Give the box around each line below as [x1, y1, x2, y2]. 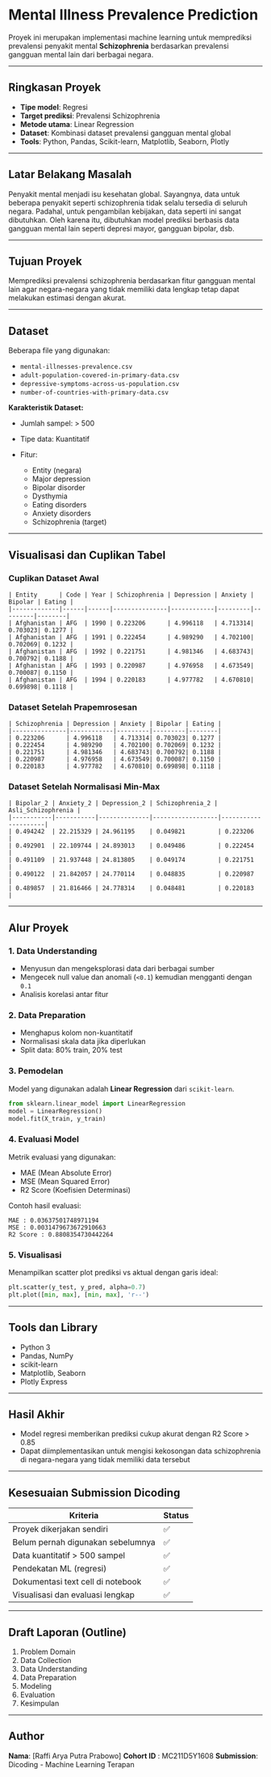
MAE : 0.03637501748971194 [8, 1216, 99, 1224]
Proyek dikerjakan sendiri [12, 1524, 109, 1535]
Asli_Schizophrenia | [8, 807, 81, 815]
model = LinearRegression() [8, 1107, 103, 1115]
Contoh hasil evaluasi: [8, 1200, 82, 1211]
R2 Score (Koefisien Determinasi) [19, 1185, 131, 1194]
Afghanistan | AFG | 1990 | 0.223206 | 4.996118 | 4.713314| [15, 619, 254, 627]
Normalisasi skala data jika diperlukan [19, 1037, 147, 1046]
